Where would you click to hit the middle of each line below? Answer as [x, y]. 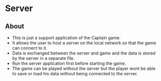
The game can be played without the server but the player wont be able [84, 68]
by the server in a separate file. [43, 58]
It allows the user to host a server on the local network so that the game [84, 43]
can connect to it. [30, 48]
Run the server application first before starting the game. [69, 63]
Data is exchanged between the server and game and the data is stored [84, 53]
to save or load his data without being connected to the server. [75, 74]
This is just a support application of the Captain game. [66, 38]
